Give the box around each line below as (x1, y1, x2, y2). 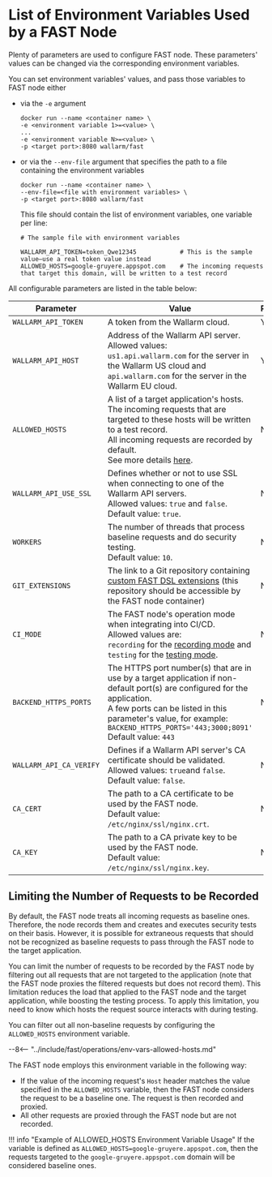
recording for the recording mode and (107, 638, 252, 650)
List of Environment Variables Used (8, 6, 250, 24)
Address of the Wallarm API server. (107, 329, 241, 341)
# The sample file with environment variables (19, 234, 181, 242)
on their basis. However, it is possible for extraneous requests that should (8, 928, 253, 938)
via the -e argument (19, 98, 87, 108)
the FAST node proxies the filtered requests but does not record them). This (8, 978, 261, 988)
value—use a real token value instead (19, 255, 151, 263)
